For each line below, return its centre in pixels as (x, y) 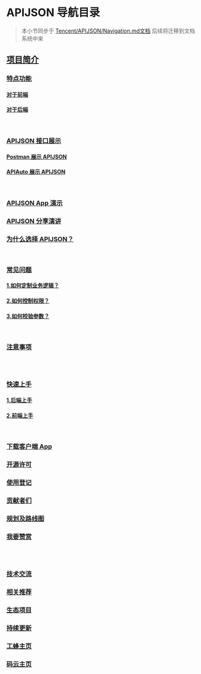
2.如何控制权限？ (28, 301)
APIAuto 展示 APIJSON (36, 172)
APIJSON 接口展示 (34, 141)
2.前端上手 (20, 415)
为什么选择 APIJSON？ (40, 239)
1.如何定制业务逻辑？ (33, 286)
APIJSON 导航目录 (53, 13)
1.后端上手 (19, 401)
